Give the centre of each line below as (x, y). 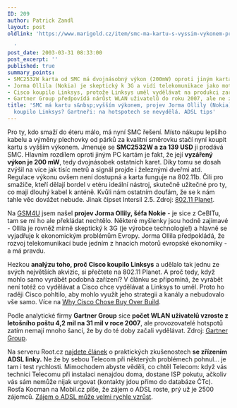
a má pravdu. (26, 251)
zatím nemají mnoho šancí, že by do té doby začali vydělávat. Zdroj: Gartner (117, 330)
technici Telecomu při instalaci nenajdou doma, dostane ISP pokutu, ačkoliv (117, 374)
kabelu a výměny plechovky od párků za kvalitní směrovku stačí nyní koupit (117, 139)
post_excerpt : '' (33, 60)
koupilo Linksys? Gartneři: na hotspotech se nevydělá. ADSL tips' (115, 112)
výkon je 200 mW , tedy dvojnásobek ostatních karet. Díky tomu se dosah (114, 162)
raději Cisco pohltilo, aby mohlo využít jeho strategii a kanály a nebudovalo (116, 294)
